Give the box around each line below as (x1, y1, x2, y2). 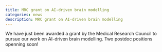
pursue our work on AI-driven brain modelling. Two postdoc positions (5, 36, 153, 42)
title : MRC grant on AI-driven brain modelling (5, 7, 110, 13)
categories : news (5, 12, 43, 17)
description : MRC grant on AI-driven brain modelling (5, 17, 123, 22)
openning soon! (5, 41, 39, 47)
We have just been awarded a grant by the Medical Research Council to (5, 31, 157, 37)
